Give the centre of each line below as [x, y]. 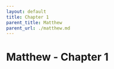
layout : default [26, 11]
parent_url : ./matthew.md [38, 28]
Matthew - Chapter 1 [57, 57]
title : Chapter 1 [28, 17]
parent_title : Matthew [34, 22]
